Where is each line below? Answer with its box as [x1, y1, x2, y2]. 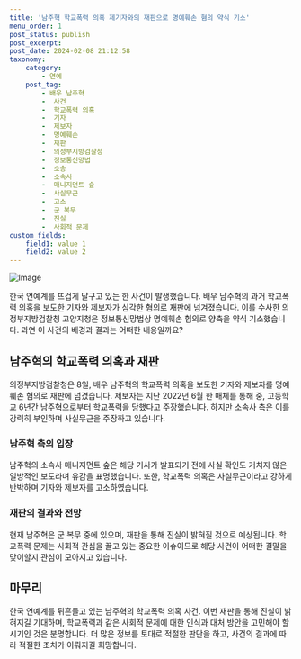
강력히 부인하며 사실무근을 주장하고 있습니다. [9, 412, 166, 423]
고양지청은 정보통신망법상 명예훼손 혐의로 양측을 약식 [62, 313, 247, 324]
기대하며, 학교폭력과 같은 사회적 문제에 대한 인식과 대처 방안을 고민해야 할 [32, 618, 290, 628]
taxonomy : [9, 55, 47, 64]
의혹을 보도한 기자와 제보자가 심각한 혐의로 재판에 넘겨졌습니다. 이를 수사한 [18, 302, 280, 313]
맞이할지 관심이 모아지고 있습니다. [9, 551, 128, 563]
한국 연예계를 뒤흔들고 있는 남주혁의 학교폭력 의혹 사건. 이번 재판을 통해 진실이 [9, 606, 283, 617]
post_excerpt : [9, 38, 63, 48]
